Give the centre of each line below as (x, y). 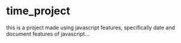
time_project (38, 11)
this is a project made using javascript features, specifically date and (90, 27)
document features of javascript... (48, 33)
